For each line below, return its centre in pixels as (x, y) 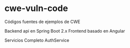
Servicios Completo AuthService (37, 40)
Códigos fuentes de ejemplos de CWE (43, 22)
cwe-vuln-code (36, 8)
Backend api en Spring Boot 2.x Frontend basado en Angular (65, 31)
